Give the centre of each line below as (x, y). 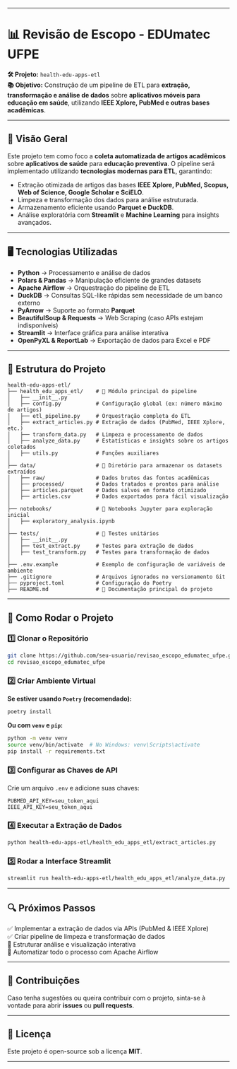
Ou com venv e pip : (35, 725)
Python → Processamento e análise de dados (84, 272)
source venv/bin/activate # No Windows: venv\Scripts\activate (104, 744)
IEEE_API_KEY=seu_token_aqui (50, 807)
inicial (19, 515)
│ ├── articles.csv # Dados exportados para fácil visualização (118, 497)
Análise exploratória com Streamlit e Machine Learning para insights (119, 215)
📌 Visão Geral (38, 139)
